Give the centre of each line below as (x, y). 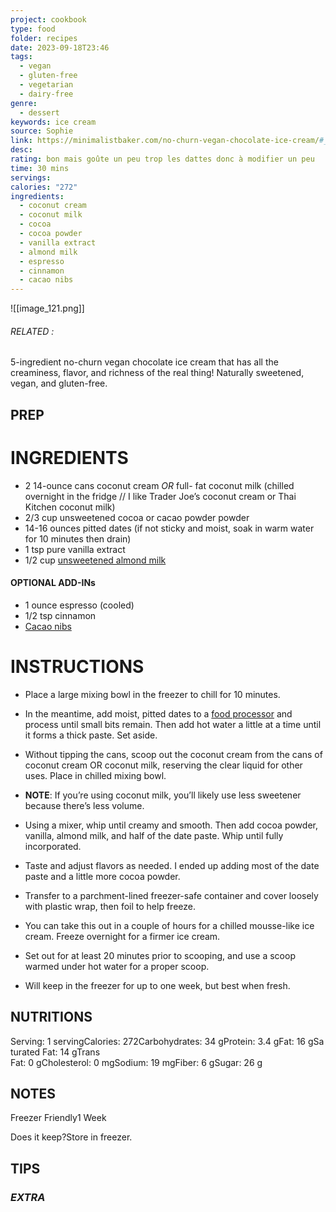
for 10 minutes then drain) (78, 538)
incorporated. (53, 846)
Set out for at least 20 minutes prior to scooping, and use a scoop (160, 955)
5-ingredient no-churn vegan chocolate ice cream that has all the (144, 362)
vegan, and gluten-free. (59, 383)
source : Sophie (42, 131)
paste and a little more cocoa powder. (102, 876)
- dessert (39, 112)
